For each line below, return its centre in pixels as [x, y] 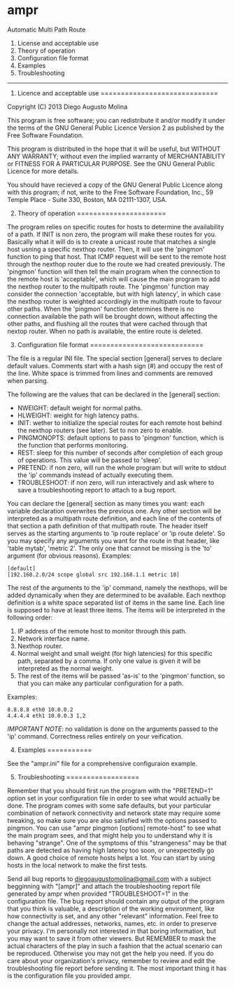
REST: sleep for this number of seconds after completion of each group [120, 452]
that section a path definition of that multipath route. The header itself [108, 525]
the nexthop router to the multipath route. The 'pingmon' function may [108, 286]
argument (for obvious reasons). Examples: [69, 556]
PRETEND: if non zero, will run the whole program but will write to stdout [122, 467]
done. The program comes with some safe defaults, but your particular [109, 805]
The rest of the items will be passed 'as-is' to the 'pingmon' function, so [121, 676]
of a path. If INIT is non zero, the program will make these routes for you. [112, 234]
